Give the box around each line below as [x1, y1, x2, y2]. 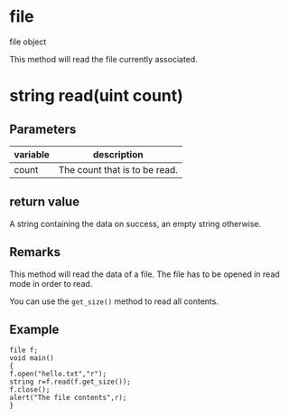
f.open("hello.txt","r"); [9, 369, 107, 379]
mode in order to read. [9, 278, 93, 289]
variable [14, 147, 50, 160]
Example [9, 321, 60, 337]
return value [9, 195, 79, 210]
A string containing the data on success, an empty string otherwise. [9, 218, 262, 229]
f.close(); [9, 385, 51, 394]
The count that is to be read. [58, 163, 179, 176]
